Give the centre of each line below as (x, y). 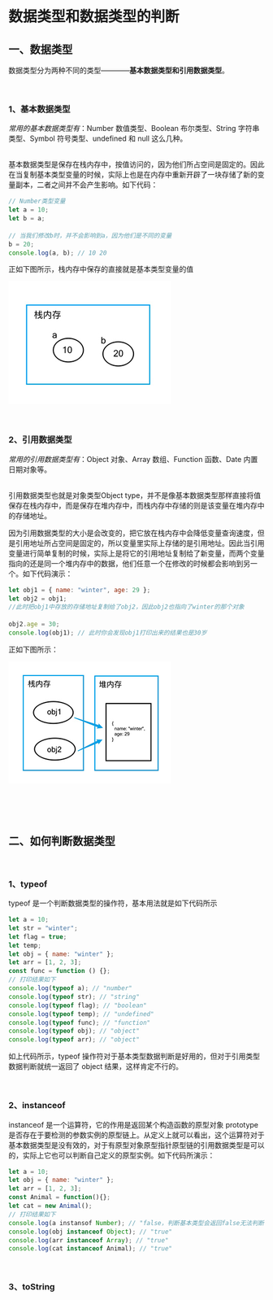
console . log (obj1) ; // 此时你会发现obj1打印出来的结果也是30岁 (108, 633)
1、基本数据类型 (39, 109)
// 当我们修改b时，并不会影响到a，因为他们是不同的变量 (90, 236)
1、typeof (28, 883)
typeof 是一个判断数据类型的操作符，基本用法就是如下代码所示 (113, 903)
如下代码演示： (48, 574)
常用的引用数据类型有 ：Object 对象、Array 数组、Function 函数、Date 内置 (133, 459)
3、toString (32, 1287)
